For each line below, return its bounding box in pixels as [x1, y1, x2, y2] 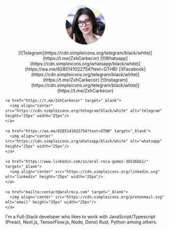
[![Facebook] [118, 66, 146, 72]
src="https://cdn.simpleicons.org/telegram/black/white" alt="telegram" [5, 108, 162, 113]
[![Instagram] [100, 77, 128, 83]
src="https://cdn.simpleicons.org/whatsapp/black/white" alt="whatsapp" [5, 139, 162, 144]
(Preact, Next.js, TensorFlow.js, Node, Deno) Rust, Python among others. [5, 219, 157, 225]
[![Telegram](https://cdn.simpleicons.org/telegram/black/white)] [18, 50, 152, 56]
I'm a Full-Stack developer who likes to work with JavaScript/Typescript [5, 214, 156, 219]
